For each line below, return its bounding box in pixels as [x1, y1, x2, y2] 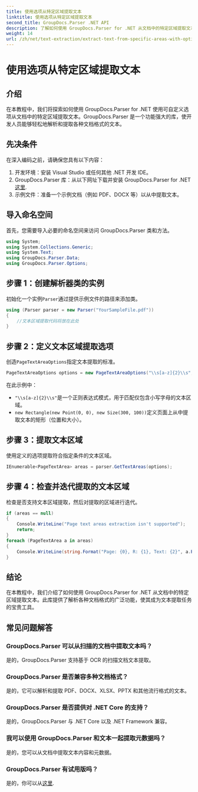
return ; [16, 527, 35, 533]
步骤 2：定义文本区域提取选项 [6, 341, 114, 351]
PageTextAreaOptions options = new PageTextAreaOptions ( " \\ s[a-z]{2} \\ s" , [6, 370, 194, 376]
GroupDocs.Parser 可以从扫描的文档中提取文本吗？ [6, 642, 153, 650]
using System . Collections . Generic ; [6, 244, 94, 250]
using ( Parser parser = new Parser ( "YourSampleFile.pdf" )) [6, 307, 154, 313]
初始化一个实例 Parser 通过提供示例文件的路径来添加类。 [6, 295, 141, 302]
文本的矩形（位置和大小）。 [19, 416, 85, 423]
